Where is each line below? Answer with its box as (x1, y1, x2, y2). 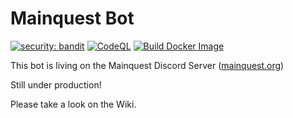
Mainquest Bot (10, 7, 135, 30)
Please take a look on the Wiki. (10, 98, 137, 110)
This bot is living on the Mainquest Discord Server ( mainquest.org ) (10, 59, 285, 71)
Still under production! (10, 78, 102, 91)
